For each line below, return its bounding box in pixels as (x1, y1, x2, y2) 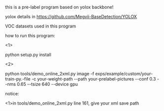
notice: (5, 91, 19, 96)
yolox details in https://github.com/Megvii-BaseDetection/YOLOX (5, 14, 137, 19)
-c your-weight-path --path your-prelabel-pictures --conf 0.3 (31, 76, 156, 82)
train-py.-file (5, 76, 31, 82)
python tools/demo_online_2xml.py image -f (5, 71, 95, 77)
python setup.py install (5, 52, 52, 57)
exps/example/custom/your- (95, 71, 153, 77)
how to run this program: (5, 33, 55, 38)
